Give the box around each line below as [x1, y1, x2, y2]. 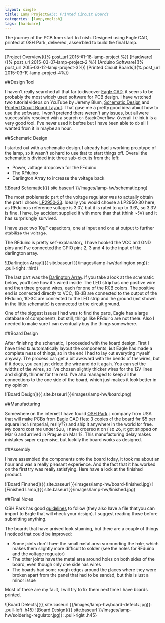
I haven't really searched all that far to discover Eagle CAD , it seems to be [5, 89, 154, 95]
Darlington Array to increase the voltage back [12, 175, 105, 181]
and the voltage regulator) [12, 551, 65, 557]
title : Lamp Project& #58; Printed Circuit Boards [5, 12, 109, 17]
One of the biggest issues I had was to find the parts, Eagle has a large [5, 311, 148, 316]
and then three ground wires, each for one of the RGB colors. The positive [5, 285, 155, 291]
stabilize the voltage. [5, 230, 48, 236]
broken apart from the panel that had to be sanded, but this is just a [12, 572, 149, 578]
